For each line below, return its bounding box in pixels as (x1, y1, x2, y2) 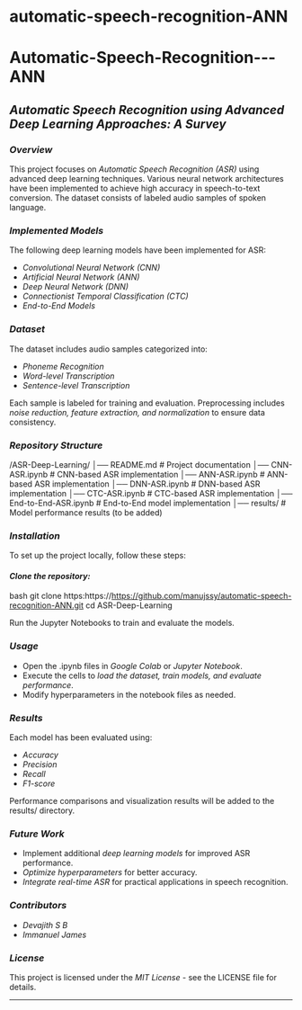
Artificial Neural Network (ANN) (22, 272, 140, 282)
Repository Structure (9, 439, 103, 451)
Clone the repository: (9, 570, 91, 581)
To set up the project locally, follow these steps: (9, 550, 187, 561)
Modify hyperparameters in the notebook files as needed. (22, 689, 236, 700)
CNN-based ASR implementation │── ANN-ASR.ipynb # (57, 469, 265, 479)
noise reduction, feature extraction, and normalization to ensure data (9, 407, 265, 417)
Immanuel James (22, 929, 87, 940)
